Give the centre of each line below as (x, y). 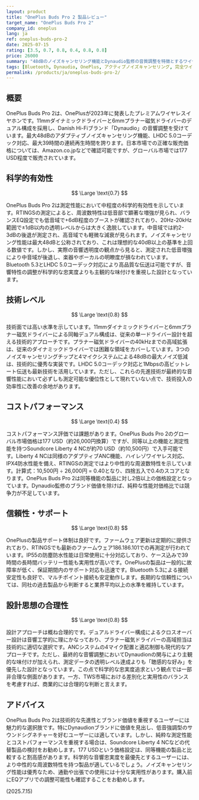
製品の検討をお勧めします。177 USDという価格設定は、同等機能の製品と (99, 750)
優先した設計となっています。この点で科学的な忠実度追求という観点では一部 (99, 669)
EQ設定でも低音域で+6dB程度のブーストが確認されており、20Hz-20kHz (104, 220)
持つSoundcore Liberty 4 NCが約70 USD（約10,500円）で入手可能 (97, 448)
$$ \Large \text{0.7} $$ (99, 193)
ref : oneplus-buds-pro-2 (37, 39)
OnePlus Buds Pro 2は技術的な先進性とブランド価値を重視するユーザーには (98, 720)
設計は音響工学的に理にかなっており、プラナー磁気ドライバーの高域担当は (102, 640)
